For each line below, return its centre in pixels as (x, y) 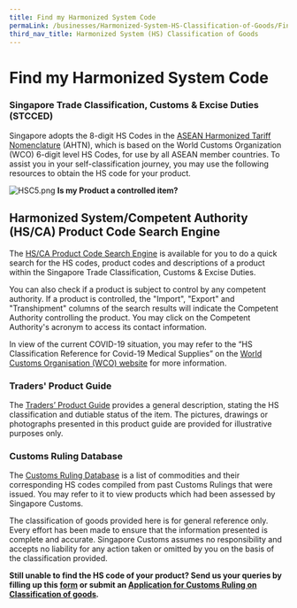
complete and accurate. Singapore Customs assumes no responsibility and (146, 540)
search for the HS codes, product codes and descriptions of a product (137, 263)
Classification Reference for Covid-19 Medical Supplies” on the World (136, 353)
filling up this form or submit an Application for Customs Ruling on (133, 585)
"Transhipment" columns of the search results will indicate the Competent (144, 308)
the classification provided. (58, 558)
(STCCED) (31, 116)
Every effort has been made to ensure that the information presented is (138, 530)
